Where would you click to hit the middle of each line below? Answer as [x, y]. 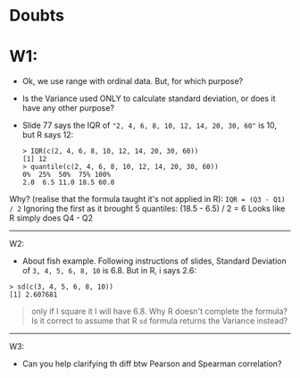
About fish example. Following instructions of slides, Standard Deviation [154, 261]
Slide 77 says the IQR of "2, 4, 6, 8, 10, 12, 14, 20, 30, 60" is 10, [149, 125]
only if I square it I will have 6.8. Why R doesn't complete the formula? [159, 311]
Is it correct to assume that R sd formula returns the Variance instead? [159, 321]
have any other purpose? [68, 108]
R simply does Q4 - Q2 [51, 218]
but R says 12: [48, 135]
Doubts [37, 16]
